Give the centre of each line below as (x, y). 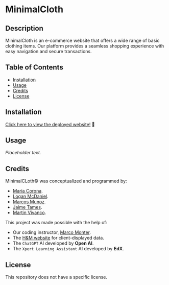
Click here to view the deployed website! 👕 (50, 124)
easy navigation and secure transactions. (49, 51)
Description (24, 28)
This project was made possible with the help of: (56, 223)
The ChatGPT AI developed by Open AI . (53, 243)
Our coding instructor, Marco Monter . (52, 232)
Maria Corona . (28, 191)
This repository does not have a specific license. (56, 277)
